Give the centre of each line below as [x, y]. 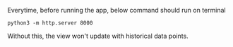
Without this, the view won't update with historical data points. [98, 36]
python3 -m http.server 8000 [50, 23]
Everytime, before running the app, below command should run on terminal [116, 10]
